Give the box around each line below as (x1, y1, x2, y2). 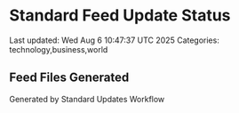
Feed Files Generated (9, 70, 130, 85)
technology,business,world (9, 44, 108, 54)
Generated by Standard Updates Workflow (9, 93, 165, 104)
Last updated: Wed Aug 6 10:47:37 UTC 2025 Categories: (9, 35, 219, 45)
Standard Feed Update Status (9, 5, 231, 26)
